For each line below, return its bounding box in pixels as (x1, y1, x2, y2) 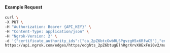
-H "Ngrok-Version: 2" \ (5, 33, 57, 38)
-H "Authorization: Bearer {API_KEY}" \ (5, 24, 92, 29)
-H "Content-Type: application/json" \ (5, 29, 89, 34)
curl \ (5, 15, 19, 20)
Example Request (5, 4, 43, 10)
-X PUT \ (5, 20, 23, 25)
